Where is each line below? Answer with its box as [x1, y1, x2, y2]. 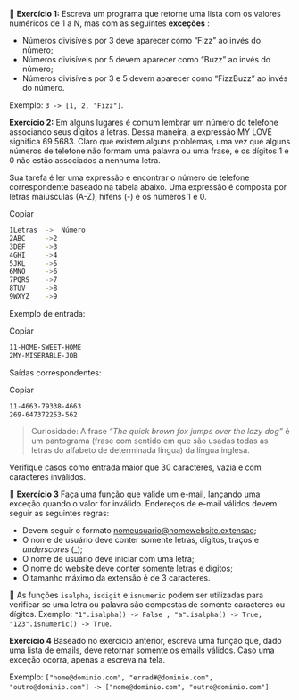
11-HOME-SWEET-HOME [9, 342, 82, 351]
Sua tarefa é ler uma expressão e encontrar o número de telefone [9, 172, 250, 183]
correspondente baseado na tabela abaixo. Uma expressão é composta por [9, 182, 287, 192]
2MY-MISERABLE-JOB [9, 350, 78, 360]
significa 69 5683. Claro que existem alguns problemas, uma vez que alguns [9, 136, 291, 146]
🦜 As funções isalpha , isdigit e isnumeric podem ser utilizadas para [9, 589, 264, 601]
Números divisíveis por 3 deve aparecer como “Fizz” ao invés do [21, 36, 262, 45]
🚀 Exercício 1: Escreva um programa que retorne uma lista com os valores [9, 9, 281, 19]
